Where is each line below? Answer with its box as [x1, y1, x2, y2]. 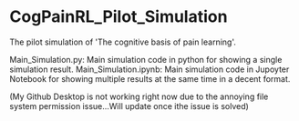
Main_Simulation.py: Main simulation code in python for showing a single [9, 54, 283, 65]
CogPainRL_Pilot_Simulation [9, 6, 228, 27]
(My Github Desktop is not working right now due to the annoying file [9, 91, 269, 102]
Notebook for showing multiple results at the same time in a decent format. [9, 73, 291, 84]
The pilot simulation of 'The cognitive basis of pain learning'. [9, 36, 237, 47]
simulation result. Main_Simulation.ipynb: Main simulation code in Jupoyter [9, 64, 290, 75]
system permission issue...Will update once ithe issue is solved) [9, 100, 249, 111]
